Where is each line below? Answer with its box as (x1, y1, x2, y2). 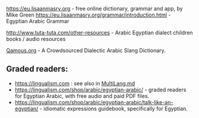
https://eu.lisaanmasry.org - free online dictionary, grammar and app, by (6, 5, 183, 12)
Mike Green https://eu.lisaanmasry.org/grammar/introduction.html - (6, 11, 171, 18)
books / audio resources (6, 36, 66, 42)
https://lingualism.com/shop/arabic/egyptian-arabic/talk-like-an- (14, 98, 173, 106)
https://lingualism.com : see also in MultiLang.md (14, 79, 135, 87)
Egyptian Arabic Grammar (6, 18, 70, 24)
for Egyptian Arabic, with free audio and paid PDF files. (14, 92, 150, 100)
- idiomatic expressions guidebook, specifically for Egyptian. (39, 105, 188, 112)
